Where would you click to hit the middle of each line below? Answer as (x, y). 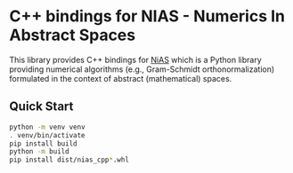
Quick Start (41, 107)
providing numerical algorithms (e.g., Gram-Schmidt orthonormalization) (142, 69)
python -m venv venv (48, 127)
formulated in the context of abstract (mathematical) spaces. (121, 78)
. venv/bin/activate (48, 135)
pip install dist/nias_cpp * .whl (69, 160)
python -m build (39, 152)
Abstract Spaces (73, 35)
